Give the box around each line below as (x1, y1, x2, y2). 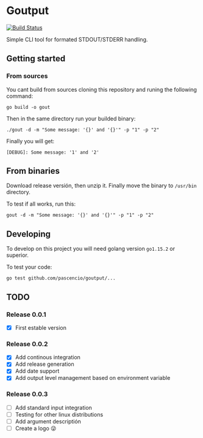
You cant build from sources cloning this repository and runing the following (6, 86, 197, 93)
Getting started (6, 53, 66, 64)
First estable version (15, 324, 67, 331)
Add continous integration (15, 354, 81, 361)
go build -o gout (6, 104, 51, 110)
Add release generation (15, 360, 74, 368)
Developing (6, 229, 51, 239)
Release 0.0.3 (6, 390, 48, 398)
